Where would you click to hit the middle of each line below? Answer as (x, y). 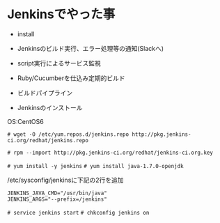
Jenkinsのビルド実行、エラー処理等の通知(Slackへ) (91, 48)
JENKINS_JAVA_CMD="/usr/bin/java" (57, 193)
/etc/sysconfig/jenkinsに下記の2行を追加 (65, 180)
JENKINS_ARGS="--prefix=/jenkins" (57, 199)
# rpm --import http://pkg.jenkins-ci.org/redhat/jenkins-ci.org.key (110, 153)
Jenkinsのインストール (50, 107)
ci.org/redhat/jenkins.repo (48, 140)
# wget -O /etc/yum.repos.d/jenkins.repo (68, 134)
